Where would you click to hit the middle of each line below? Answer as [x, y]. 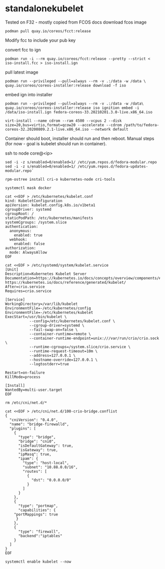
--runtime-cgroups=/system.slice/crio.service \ [80, 347]
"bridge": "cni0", [37, 441]
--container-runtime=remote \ [60, 334]
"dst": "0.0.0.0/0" [51, 480]
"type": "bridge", [37, 437]
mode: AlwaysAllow [28, 252]
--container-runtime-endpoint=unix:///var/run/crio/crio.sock [94, 338]
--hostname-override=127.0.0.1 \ [63, 360]
